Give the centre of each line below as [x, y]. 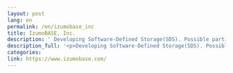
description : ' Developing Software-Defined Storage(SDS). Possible [108, 40]
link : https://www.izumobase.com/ [57, 59]
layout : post [26, 14]
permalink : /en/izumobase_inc [51, 26]
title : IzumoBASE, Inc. [42, 33]
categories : [24, 53]
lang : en [20, 20]
